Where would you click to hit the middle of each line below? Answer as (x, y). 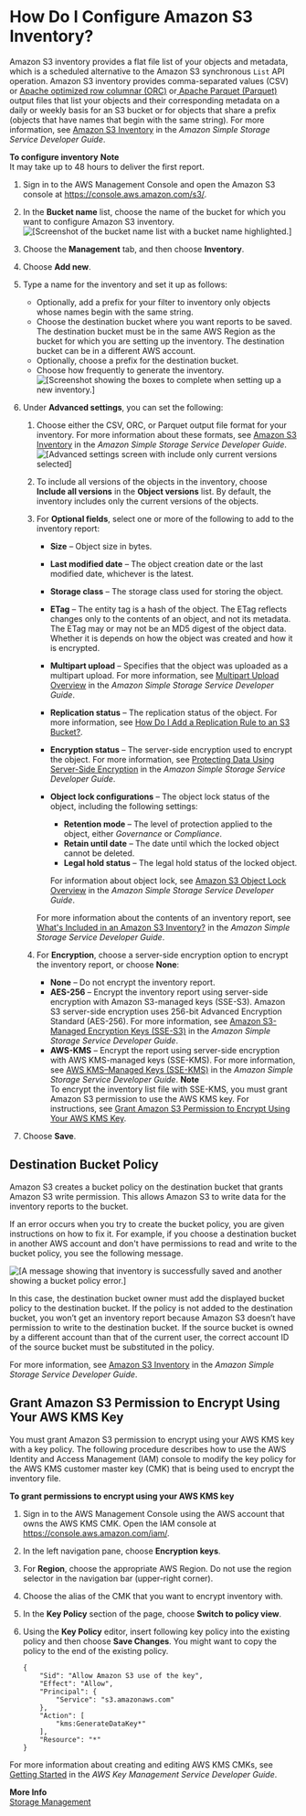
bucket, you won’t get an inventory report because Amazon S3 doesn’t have (153, 1318)
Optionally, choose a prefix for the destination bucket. (137, 360)
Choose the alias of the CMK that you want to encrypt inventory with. (153, 1596)
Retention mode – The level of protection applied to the (168, 824)
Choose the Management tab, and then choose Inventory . (133, 249)
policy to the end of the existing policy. (95, 1650)
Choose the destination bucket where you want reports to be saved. (164, 321)
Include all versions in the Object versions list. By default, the (153, 491)
